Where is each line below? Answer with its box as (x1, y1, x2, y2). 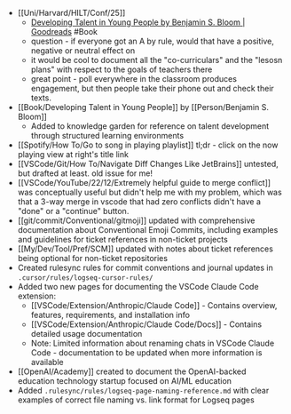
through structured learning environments (30, 131, 185, 140)
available (30, 357, 64, 367)
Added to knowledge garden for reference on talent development (30, 121, 270, 131)
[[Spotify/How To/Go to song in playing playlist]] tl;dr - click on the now (17, 139, 279, 150)
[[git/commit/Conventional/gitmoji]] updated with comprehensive (17, 215, 256, 226)
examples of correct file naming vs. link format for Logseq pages (17, 394, 255, 405)
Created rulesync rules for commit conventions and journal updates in (17, 262, 273, 273)
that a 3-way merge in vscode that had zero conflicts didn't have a (17, 196, 262, 207)
